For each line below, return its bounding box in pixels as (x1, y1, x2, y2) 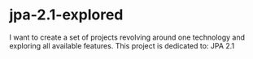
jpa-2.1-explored (9, 6, 124, 24)
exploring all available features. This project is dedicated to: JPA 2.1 (9, 40, 235, 50)
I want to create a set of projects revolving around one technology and (9, 32, 246, 42)
